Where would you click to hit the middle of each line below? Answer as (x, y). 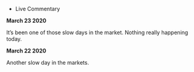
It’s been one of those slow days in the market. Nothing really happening (97, 32)
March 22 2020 (27, 51)
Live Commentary (38, 9)
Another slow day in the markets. (48, 63)
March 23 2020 (27, 20)
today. (14, 39)
